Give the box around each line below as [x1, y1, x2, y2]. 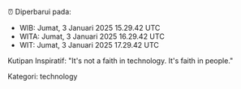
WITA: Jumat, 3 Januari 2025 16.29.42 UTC [19, 32, 166, 41]
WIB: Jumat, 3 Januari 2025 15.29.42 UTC [19, 23, 161, 32]
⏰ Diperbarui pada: [7, 7, 72, 16]
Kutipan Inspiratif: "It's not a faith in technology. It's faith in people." [7, 56, 234, 66]
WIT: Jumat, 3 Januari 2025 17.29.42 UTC [19, 40, 160, 49]
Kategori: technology [7, 72, 78, 81]
